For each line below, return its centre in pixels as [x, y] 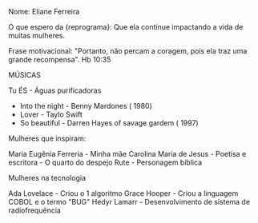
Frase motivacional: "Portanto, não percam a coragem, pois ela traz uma [128, 51]
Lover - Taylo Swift [51, 114]
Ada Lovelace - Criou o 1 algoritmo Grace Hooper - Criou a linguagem [123, 193]
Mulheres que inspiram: [47, 138]
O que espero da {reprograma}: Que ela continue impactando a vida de [126, 27]
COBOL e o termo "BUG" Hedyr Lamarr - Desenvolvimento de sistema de [129, 202]
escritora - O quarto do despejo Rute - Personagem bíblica [105, 162]
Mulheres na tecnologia [47, 178]
